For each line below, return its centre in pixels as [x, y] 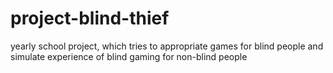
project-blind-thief [90, 18]
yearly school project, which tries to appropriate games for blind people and [167, 46]
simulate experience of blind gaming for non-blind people [129, 56]
